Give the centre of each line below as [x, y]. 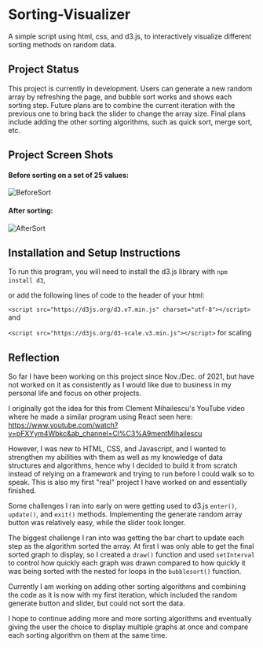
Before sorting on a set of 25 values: [69, 175]
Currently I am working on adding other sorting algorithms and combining [127, 587]
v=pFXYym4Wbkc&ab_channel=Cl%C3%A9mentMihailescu [105, 434]
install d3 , [27, 280]
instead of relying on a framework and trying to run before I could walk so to [131, 474]
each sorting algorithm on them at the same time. [88, 635]
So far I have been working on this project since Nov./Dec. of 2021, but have [131, 376]
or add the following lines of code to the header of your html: [107, 295]
